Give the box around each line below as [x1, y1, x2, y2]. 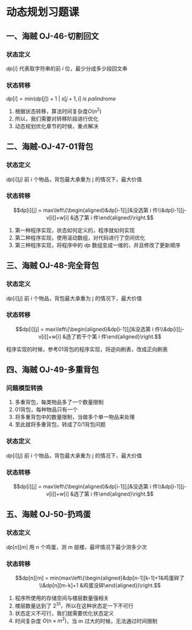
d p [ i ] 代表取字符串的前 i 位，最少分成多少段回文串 [6, 65, 128, 72]
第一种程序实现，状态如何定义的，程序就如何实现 [14, 227, 135, 234]
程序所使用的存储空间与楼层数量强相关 [14, 594, 109, 601]
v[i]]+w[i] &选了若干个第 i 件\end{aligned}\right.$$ [38, 333, 162, 340]
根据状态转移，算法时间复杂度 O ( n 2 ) [14, 106, 102, 115]
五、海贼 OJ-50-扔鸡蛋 [6, 509, 91, 519]
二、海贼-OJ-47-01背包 [6, 142, 93, 152]
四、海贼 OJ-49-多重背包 [6, 365, 99, 375]
